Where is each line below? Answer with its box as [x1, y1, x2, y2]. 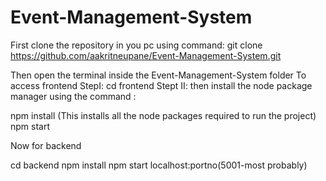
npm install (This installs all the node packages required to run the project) [10, 109, 317, 121]
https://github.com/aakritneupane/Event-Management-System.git [10, 49, 282, 61]
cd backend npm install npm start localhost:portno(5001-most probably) [10, 159, 308, 171]
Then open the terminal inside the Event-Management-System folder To [10, 69, 307, 81]
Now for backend [10, 139, 82, 151]
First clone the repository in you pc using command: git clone [10, 39, 263, 51]
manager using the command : [10, 90, 137, 102]
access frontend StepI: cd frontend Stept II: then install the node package [10, 79, 313, 91]
